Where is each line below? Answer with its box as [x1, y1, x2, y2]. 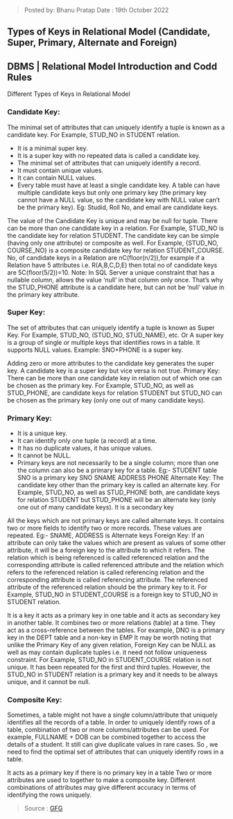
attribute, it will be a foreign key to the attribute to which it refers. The [7, 546, 206, 555]
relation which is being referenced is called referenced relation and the [7, 553, 209, 562]
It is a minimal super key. [17, 144, 88, 152]
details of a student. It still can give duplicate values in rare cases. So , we [7, 740, 218, 749]
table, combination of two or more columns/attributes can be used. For [7, 726, 209, 734]
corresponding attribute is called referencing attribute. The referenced [7, 576, 208, 584]
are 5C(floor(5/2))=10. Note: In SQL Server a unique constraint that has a [7, 268, 215, 277]
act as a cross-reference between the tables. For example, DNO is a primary [7, 626, 225, 635]
